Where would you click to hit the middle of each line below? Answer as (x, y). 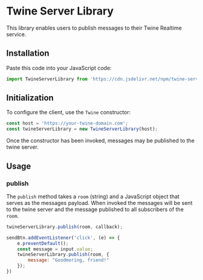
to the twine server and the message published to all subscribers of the (95, 209)
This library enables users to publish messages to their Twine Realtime (94, 28)
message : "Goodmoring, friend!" (69, 260)
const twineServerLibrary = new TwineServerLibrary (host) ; (82, 129)
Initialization (30, 98)
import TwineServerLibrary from (47, 79)
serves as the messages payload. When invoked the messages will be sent (99, 203)
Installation (28, 54)
